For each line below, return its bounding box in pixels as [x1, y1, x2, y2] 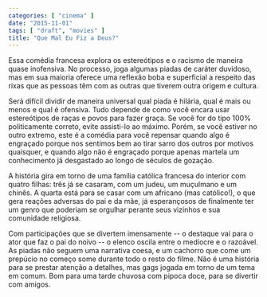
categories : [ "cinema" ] [8, 11, 94, 20]
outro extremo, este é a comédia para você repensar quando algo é [8, 131, 230, 140]
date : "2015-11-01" [8, 19, 73, 27]
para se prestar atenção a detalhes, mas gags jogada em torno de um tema [8, 263, 255, 272]
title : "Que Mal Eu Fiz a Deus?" [8, 33, 120, 42]
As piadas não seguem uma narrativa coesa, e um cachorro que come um [8, 246, 251, 256]
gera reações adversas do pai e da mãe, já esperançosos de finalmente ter [8, 197, 254, 206]
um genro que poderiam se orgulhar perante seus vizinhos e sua [8, 205, 221, 215]
